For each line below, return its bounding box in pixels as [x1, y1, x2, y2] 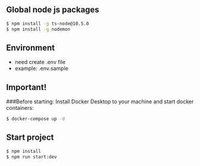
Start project [6, 133, 54, 143]
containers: [6, 104, 34, 112]
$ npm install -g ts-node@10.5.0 [6, 20, 89, 26]
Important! [6, 82, 46, 92]
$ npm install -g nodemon [6, 26, 70, 32]
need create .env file [14, 59, 65, 66]
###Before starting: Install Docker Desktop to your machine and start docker [6, 98, 194, 105]
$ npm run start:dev [6, 153, 58, 160]
